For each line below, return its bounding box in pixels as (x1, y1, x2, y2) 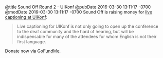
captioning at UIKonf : (5, 14, 48, 20)
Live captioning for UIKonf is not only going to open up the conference (17, 23, 159, 29)
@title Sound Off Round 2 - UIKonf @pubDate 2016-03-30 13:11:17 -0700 (5, 4, 151, 10)
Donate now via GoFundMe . (5, 48, 61, 54)
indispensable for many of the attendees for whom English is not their (17, 34, 157, 39)
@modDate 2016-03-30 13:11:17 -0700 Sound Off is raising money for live (5, 9, 152, 15)
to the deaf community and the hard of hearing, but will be (17, 29, 134, 34)
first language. (17, 39, 46, 45)
